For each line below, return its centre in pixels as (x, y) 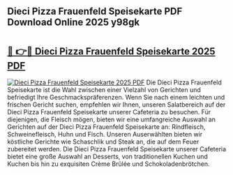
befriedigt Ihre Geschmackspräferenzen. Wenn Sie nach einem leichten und (116, 97)
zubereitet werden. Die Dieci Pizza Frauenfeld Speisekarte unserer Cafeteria (117, 149)
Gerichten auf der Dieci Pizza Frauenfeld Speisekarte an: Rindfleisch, (106, 127)
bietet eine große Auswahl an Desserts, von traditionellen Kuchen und (107, 157)
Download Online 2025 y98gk (74, 23)
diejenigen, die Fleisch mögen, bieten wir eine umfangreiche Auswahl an (112, 119)
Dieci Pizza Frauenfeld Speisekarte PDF (95, 12)
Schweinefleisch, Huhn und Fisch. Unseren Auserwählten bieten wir (105, 134)
